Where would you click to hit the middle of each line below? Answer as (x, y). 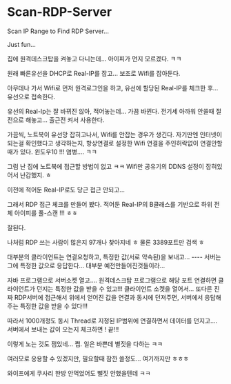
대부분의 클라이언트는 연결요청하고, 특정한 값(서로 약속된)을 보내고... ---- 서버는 (114, 256)
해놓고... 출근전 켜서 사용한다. (65, 120)
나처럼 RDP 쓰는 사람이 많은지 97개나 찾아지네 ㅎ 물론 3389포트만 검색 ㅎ (106, 242)
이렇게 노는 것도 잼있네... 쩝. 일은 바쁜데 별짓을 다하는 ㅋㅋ (85, 344)
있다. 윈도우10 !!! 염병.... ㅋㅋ (59, 152)
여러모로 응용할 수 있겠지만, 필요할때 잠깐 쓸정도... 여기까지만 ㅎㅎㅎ (98, 358)
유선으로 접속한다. (31, 97)
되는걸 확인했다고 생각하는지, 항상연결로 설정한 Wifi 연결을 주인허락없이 (103, 143)
